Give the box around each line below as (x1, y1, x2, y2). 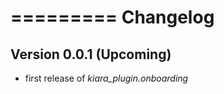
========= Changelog (10, 6, 215, 29)
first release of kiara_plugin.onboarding (24, 72, 189, 84)
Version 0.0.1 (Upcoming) (10, 46, 172, 63)
